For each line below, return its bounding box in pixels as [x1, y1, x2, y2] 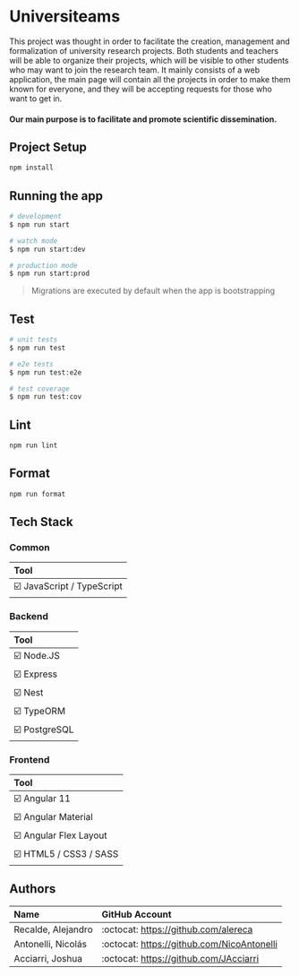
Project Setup [9, 139, 88, 154]
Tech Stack [9, 514, 73, 530]
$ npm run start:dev [9, 245, 87, 254]
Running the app [9, 188, 103, 203]
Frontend [9, 753, 50, 765]
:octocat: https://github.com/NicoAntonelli [101, 937, 278, 950]
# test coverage [9, 384, 70, 393]
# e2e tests [9, 359, 54, 368]
